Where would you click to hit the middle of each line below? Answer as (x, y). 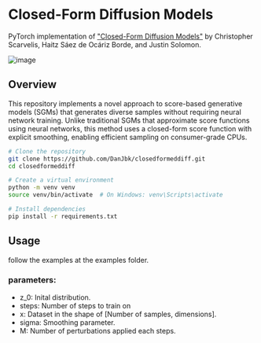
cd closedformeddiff (42, 166)
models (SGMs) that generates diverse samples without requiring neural (125, 112)
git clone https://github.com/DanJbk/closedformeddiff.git (107, 159)
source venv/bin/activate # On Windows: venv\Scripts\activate (116, 195)
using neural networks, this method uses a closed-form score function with (130, 128)
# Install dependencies (47, 209)
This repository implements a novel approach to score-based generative (125, 103)
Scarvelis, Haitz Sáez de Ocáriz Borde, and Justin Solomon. (105, 44)
